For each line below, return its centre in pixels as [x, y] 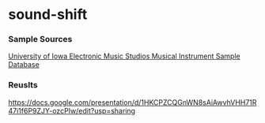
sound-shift [48, 15]
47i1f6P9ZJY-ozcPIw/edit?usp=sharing [72, 110]
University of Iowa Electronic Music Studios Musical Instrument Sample [124, 56]
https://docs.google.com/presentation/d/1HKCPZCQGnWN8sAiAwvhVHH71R [132, 102]
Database [24, 65]
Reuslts [23, 85]
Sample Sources [40, 39]
